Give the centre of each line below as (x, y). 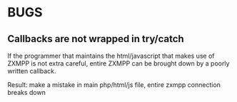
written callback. (32, 71)
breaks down (27, 92)
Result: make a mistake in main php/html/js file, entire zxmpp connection (114, 85)
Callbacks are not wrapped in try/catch (96, 39)
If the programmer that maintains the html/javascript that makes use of (111, 56)
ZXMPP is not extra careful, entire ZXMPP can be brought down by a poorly (118, 63)
